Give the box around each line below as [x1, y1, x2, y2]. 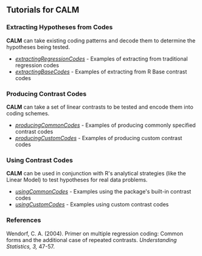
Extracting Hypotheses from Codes [6, 23, 113, 32]
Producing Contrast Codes [6, 89, 87, 98]
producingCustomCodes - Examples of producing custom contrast [15, 134, 183, 141]
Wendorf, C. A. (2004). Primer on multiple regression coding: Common [6, 230, 184, 237]
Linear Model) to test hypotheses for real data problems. [6, 176, 148, 184]
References [6, 216, 41, 224]
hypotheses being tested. [6, 43, 70, 50]
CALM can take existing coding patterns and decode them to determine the [6, 36, 196, 44]
